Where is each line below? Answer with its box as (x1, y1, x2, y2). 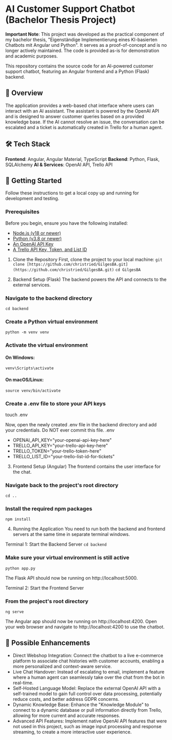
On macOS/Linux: (5, 376, 44, 383)
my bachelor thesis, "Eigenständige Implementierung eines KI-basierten (5, 37, 158, 43)
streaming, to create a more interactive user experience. (12, 729, 132, 735)
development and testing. (5, 195, 60, 202)
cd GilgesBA (115, 267, 141, 273)
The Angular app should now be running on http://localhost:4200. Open (5, 618, 157, 625)
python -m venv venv (5, 330, 50, 335)
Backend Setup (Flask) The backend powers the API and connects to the (12, 276, 167, 282)
